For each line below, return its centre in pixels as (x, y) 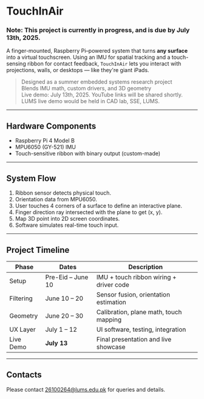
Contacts (24, 375)
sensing (16, 64)
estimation (111, 302)
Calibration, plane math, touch (139, 312)
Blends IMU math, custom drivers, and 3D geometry (86, 89)
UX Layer (22, 329)
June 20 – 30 (64, 315)
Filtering (21, 298)
